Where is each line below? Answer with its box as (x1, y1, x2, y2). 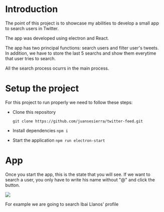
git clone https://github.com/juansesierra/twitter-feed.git (12, 119, 143, 124)
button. (5, 182, 20, 188)
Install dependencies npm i (12, 127, 68, 133)
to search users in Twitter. (5, 25, 59, 31)
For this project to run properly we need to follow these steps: (5, 99, 133, 105)
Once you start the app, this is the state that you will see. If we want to (5, 171, 150, 177)
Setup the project (5, 83, 79, 94)
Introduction (5, 4, 58, 15)
